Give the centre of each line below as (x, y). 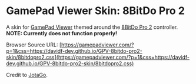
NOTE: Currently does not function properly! (62, 33)
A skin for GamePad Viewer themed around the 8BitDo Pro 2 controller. (92, 27)
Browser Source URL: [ (34, 45)
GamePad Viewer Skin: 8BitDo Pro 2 (96, 11)
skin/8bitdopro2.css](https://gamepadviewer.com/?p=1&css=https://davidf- (98, 57)
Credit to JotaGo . (27, 75)
